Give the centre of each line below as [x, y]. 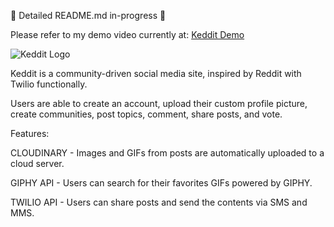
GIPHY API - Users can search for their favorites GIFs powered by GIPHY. [161, 183]
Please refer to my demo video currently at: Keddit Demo [127, 34]
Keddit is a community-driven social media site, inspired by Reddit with [156, 73]
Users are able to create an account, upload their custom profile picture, [159, 103]
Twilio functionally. [49, 84]
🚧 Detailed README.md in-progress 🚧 [88, 15]
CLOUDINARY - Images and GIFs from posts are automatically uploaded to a [167, 153]
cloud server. [37, 163]
